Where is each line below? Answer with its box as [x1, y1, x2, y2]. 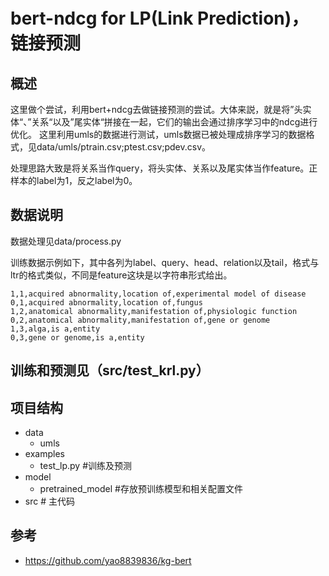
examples [24, 448, 65, 460]
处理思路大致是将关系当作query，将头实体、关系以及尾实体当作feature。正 [10, 162, 318, 174]
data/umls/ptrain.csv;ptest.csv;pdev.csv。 [36, 141, 212, 153]
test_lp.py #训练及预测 [39, 460, 132, 472]
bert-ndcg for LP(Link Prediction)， [10, 7, 310, 30]
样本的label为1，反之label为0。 [10, 175, 138, 186]
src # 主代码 [24, 495, 75, 508]
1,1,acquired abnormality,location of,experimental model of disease [10, 289, 307, 299]
